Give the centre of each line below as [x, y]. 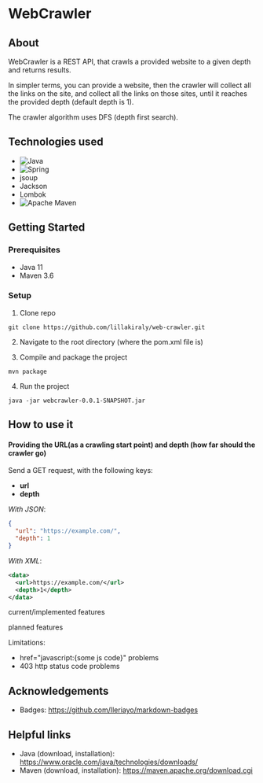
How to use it [41, 425]
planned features [36, 627]
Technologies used [56, 142]
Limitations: [27, 643]
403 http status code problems [69, 667]
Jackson [33, 186]
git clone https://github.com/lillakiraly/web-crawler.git [107, 327]
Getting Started [47, 228]
